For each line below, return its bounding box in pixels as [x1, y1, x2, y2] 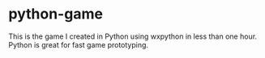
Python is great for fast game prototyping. [8, 39, 148, 49]
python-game [8, 5, 104, 23]
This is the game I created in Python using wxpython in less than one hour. [8, 31, 258, 41]
